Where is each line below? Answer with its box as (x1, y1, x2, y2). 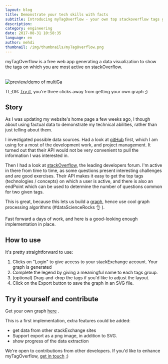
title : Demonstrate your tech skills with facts (5, 12, 108, 17)
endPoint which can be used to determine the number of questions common (5, 184, 162, 190)
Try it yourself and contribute (5, 294, 98, 303)
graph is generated (12, 264, 52, 270)
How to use (5, 236, 41, 244)
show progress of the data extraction (12, 338, 89, 344)
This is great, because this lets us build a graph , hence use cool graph (5, 199, 150, 205)
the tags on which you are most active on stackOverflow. (5, 64, 122, 70)
